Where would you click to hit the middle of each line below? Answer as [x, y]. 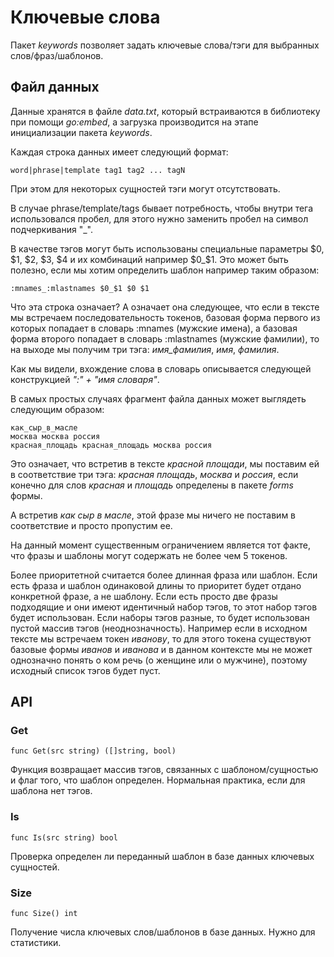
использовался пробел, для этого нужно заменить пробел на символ [159, 218]
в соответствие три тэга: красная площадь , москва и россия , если [154, 474]
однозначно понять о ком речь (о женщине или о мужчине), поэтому [159, 660]
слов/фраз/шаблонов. [57, 55]
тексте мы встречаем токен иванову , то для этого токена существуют [161, 638]
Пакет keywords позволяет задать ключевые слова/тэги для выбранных [165, 45]
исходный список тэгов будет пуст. [85, 670]
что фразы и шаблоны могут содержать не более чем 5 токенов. [149, 555]
